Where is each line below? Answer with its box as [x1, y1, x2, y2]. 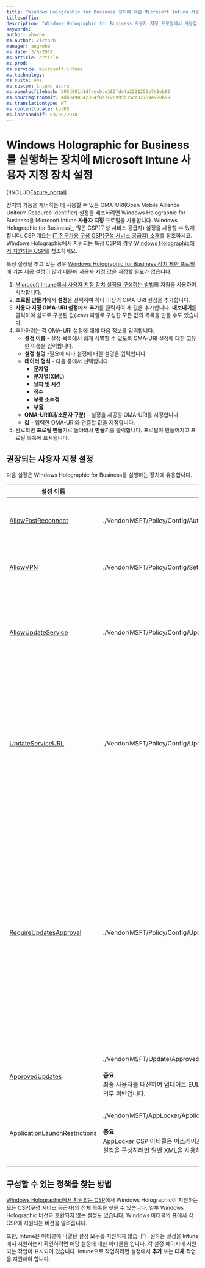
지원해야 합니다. [12, 1255, 51, 1262]
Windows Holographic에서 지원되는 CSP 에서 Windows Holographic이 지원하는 [6, 1196, 198, 1204]
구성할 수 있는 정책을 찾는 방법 [6, 1179, 112, 1189]
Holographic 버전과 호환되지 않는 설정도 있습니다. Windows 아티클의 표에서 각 [6, 1211, 194, 1219]
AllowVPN [9, 563, 38, 572]
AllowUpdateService [9, 628, 68, 637]
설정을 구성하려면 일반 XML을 [103, 1146, 183, 1155]
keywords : [6, 26, 32, 32]
